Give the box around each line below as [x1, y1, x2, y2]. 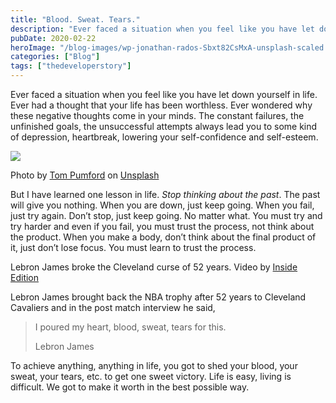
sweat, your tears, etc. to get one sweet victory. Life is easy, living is [10, 371, 292, 382]
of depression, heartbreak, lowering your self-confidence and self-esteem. [10, 131, 319, 143]
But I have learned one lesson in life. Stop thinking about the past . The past [10, 189, 321, 200]
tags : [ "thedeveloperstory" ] [10, 61, 132, 71]
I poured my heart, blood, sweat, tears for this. [34, 321, 227, 333]
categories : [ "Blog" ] [10, 52, 101, 62]
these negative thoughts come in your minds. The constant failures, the [10, 110, 305, 121]
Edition [10, 272, 40, 283]
